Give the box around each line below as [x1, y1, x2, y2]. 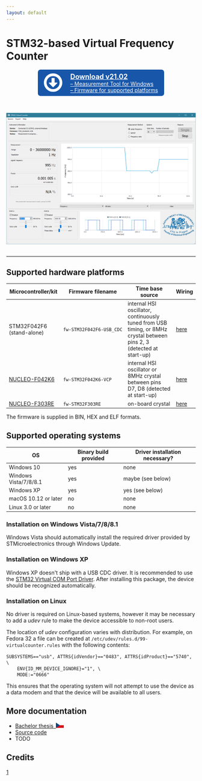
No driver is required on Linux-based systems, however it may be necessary [6, 611, 195, 618]
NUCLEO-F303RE [8, 400, 55, 407]
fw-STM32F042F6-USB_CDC [63, 327, 123, 333]
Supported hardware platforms [6, 267, 124, 277]
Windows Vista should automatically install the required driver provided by [6, 534, 191, 541]
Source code [14, 729, 47, 736]
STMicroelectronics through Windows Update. [6, 540, 121, 547]
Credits [6, 753, 35, 763]
